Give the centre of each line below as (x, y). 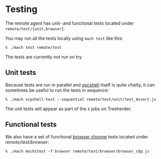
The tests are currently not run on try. (44, 57)
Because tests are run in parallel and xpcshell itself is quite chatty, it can (80, 85)
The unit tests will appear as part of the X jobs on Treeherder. (68, 109)
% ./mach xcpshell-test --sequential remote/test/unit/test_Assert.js (81, 99)
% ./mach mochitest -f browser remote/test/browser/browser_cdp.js (77, 151)
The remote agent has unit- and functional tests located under (70, 23)
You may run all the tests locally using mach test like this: (64, 38)
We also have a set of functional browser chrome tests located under (77, 136)
